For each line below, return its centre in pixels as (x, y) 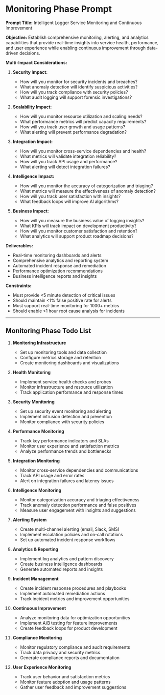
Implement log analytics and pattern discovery (67, 558)
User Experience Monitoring (42, 667)
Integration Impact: (33, 142)
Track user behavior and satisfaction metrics (65, 676)
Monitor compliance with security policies (62, 422)
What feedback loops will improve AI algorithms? (69, 201)
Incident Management (35, 579)
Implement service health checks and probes (66, 381)
